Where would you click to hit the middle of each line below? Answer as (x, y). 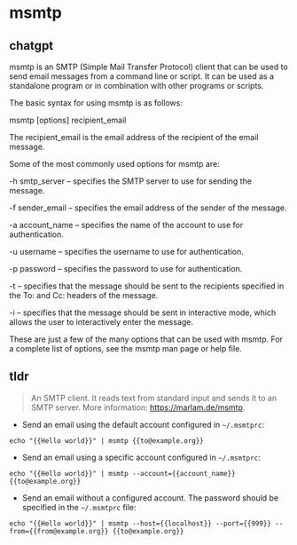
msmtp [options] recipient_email (68, 120)
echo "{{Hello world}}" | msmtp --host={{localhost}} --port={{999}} (141, 523)
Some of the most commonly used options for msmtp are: (114, 164)
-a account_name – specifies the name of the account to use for (126, 225)
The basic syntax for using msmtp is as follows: (96, 103)
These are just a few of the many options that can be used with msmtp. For (146, 339)
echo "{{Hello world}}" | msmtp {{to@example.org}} (106, 441)
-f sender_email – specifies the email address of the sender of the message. (148, 208)
